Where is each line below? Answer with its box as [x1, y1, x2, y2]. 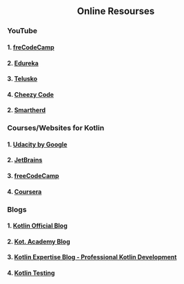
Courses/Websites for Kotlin [7, 123, 105, 133]
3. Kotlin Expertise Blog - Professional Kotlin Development [7, 253, 177, 261]
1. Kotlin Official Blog [7, 221, 68, 230]
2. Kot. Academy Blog [7, 237, 70, 245]
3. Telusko [7, 75, 38, 83]
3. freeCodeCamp [7, 171, 60, 179]
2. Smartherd [7, 106, 46, 114]
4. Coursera [7, 187, 42, 195]
